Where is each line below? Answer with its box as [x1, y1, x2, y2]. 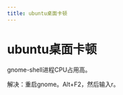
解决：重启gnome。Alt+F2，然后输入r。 [7, 80, 120, 88]
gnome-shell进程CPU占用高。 [7, 66, 92, 74]
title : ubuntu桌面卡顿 [7, 10, 68, 17]
